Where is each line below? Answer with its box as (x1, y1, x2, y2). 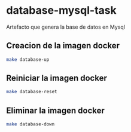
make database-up (6, 56, 50, 63)
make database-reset (6, 89, 58, 95)
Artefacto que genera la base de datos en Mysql (6, 23, 126, 30)
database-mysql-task (6, 4, 117, 17)
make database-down (6, 121, 55, 127)
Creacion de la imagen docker (6, 41, 120, 51)
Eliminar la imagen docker (6, 105, 105, 115)
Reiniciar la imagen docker (6, 73, 108, 84)
